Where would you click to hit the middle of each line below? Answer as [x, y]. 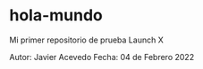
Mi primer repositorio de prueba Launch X [86, 40]
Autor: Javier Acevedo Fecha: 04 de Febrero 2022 [102, 57]
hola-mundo [56, 15]
